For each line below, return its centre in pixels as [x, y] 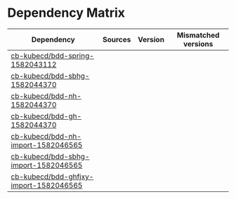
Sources [117, 39]
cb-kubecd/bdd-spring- [53, 55]
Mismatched [198, 35]
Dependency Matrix [66, 13]
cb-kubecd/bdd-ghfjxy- [52, 177]
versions [198, 43]
